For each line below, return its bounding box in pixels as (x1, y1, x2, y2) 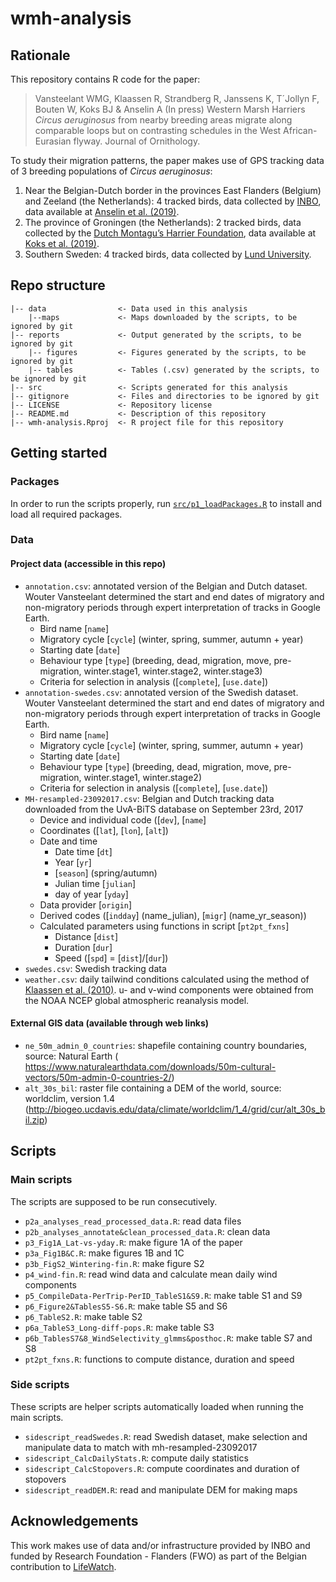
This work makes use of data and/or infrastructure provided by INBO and (10, 1539, 311, 1551)
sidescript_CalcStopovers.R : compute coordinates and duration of (24, 1462, 300, 1474)
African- (283, 125, 318, 136)
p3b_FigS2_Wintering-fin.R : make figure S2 (24, 1257, 205, 1269)
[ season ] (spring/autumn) (54, 867, 158, 879)
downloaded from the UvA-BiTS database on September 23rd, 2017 (24, 803, 304, 815)
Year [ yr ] (54, 856, 92, 868)
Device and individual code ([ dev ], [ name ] (39, 813, 207, 826)
